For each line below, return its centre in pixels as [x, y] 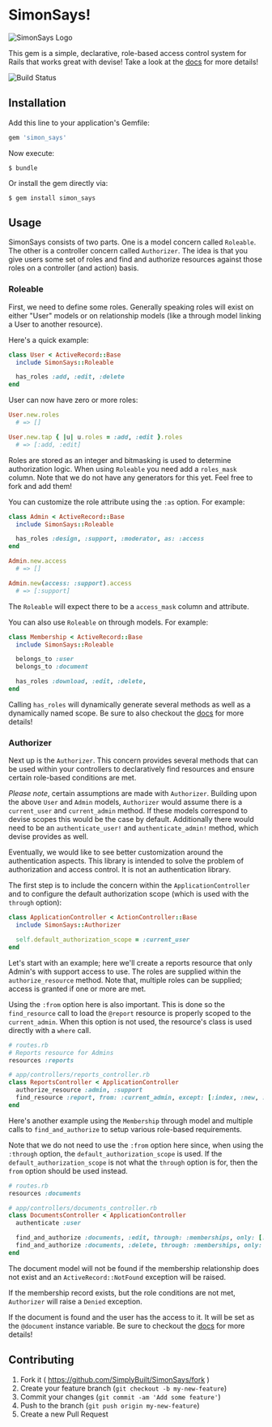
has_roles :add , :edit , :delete [70, 377]
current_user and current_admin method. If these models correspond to [128, 811]
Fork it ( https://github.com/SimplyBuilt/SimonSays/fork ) [115, 1379]
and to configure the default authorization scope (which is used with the [129, 894]
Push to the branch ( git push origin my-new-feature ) [110, 1405]
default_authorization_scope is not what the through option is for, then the [133, 1162]
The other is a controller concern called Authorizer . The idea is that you [128, 251]
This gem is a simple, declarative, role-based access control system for [127, 53]
